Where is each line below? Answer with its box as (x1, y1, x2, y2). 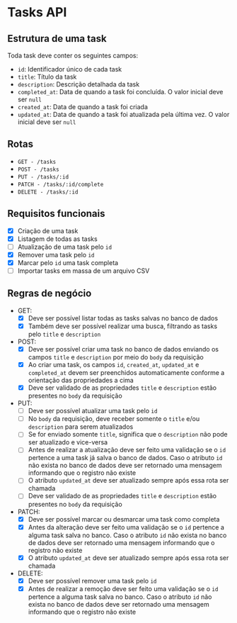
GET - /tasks (17, 158, 57, 165)
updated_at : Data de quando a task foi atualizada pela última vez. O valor (17, 111, 230, 118)
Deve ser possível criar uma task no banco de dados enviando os (28, 344, 219, 353)
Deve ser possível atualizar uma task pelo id (28, 407, 158, 415)
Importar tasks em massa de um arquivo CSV (17, 266, 150, 275)
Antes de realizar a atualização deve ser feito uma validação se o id (28, 446, 226, 454)
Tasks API (7, 4, 67, 21)
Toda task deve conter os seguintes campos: (7, 51, 139, 60)
